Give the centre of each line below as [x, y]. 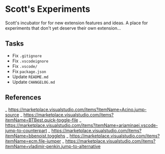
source [12, 114]
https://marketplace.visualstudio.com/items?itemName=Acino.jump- [77, 109]
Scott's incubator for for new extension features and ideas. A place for [77, 23]
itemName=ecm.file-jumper [33, 141]
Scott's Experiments [48, 9]
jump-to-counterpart [26, 130]
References [23, 98]
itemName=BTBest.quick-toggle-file [42, 120]
